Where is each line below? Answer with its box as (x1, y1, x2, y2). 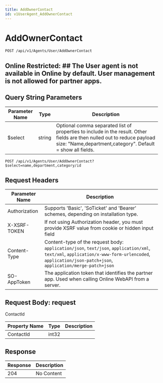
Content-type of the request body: (44, 239, 124, 246)
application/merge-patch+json (44, 263, 114, 268)
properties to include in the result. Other (56, 128, 147, 135)
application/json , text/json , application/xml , (44, 245, 150, 251)
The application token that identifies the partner (44, 270, 153, 277)
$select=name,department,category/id (5, 163, 81, 168)
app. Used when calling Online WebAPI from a (44, 276, 149, 283)
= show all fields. (56, 146, 95, 153)
